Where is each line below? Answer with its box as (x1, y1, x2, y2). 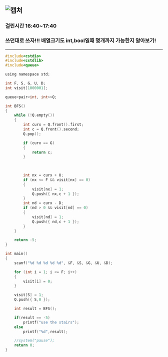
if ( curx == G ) (23, 140, 55, 145)
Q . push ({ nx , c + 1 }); (31, 191, 79, 196)
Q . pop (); (23, 131, 41, 136)
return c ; (31, 149, 52, 155)
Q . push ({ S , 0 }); (14, 297, 50, 302)
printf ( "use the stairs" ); (23, 319, 79, 325)
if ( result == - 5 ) (14, 315, 50, 320)
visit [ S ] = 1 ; (14, 292, 43, 297)
